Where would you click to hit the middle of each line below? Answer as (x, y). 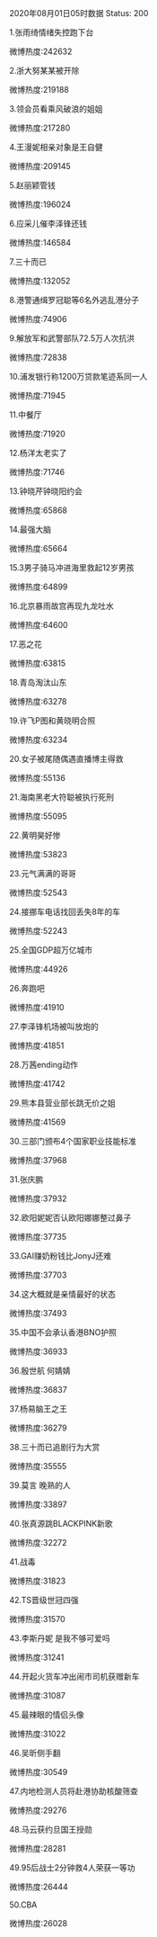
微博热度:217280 (40, 128)
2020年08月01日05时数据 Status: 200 (79, 13)
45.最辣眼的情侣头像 (47, 1715)
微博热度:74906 (38, 319)
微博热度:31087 (37, 1695)
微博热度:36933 (39, 1351)
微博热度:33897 (38, 1504)
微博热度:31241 (37, 1657)
